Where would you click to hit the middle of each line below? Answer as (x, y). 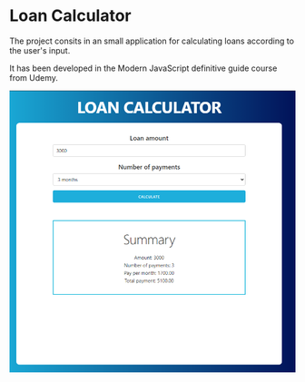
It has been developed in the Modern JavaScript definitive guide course (143, 68)
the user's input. (40, 50)
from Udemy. (34, 77)
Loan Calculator (70, 16)
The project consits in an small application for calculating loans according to (152, 41)
